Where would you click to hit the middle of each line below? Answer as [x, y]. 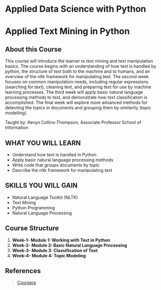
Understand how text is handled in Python [54, 155]
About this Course [33, 49]
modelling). [16, 113]
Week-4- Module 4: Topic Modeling [49, 255]
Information [17, 127]
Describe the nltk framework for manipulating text [62, 170]
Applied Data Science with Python [76, 9]
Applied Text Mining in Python [68, 31]
